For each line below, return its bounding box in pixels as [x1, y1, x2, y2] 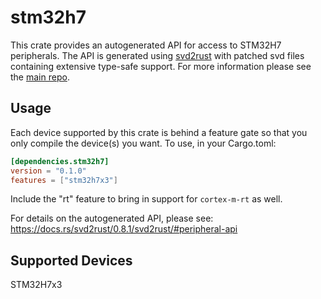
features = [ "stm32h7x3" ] [10, 175, 118, 185]
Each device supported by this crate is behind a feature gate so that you [10, 126, 308, 138]
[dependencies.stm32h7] [10, 156, 110, 166]
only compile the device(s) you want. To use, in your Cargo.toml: [10, 137, 277, 149]
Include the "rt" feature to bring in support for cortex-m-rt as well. [10, 193, 283, 205]
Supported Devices [10, 252, 133, 269]
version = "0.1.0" [10, 166, 87, 176]
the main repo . [10, 71, 70, 83]
